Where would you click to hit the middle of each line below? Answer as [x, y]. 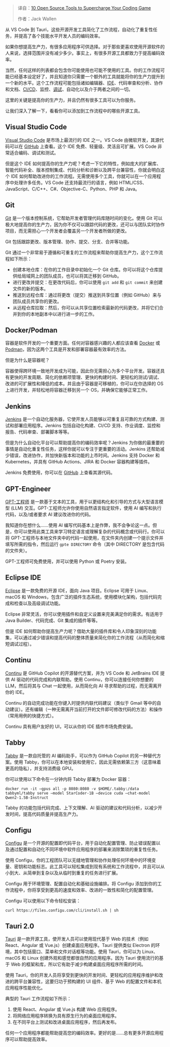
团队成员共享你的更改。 [37, 301]
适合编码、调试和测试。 [34, 152]
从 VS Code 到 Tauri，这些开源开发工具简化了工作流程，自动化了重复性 [79, 29]
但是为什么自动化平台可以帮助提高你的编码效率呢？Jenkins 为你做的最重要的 [85, 443]
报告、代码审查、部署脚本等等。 [38, 432]
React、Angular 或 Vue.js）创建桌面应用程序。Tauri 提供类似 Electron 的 [80, 945]
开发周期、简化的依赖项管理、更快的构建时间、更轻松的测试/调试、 [92, 377]
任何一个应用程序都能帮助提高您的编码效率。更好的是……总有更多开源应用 [82, 1033]
